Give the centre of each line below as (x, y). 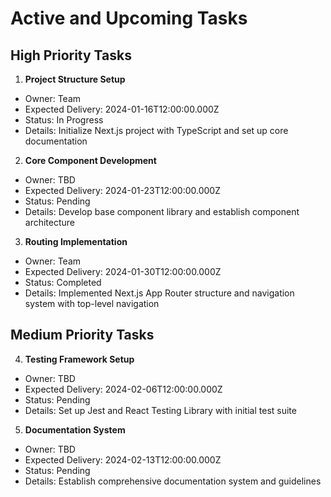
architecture (50, 222)
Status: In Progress (64, 120)
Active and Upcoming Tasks (129, 18)
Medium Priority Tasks (82, 335)
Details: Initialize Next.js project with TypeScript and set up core (156, 130)
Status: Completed (63, 282)
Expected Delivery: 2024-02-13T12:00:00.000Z (123, 459)
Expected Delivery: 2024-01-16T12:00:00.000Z (122, 109)
